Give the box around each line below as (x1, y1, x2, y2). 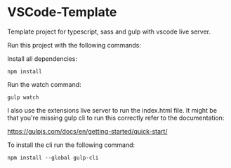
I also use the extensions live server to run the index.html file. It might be (7, 106, 218, 114)
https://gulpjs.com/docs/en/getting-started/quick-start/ (7, 127, 168, 135)
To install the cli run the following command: (7, 141, 136, 149)
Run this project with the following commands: (7, 41, 142, 49)
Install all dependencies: (7, 54, 77, 63)
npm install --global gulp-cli (7, 154, 99, 161)
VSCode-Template (7, 4, 117, 20)
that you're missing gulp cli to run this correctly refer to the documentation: (7, 113, 225, 122)
